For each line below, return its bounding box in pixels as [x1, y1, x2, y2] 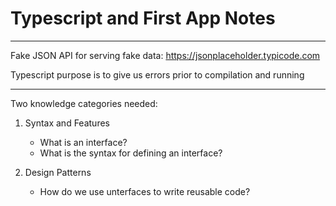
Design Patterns [24, 166, 92, 178]
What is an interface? [39, 136, 128, 148]
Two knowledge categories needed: [10, 97, 158, 109]
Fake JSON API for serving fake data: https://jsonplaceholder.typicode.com [10, 49, 321, 61]
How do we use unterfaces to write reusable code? [39, 185, 251, 197]
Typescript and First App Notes [10, 7, 276, 30]
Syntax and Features [24, 117, 110, 129]
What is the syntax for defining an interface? [39, 147, 223, 159]
